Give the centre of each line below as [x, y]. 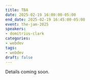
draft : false [19, 57]
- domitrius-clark [25, 34]
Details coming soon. [27, 72]
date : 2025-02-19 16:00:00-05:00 [41, 15]
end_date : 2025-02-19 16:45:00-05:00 [45, 19]
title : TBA [17, 10]
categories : [18, 39]
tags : [11, 48]
